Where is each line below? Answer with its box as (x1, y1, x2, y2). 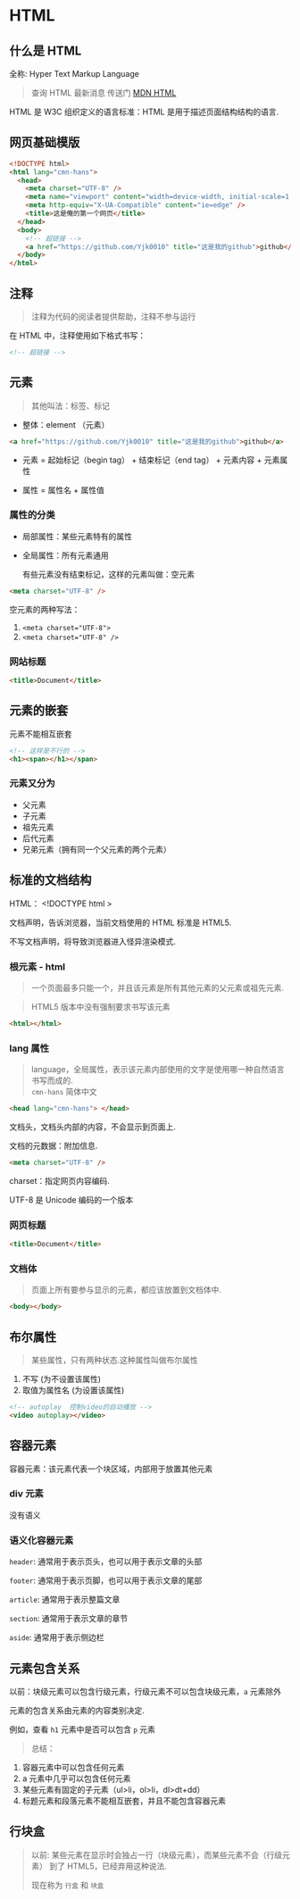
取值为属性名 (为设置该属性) (21, 1385, 125, 1395)
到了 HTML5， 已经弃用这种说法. (48, 1861, 168, 1871)
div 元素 (9, 1487, 45, 1500)
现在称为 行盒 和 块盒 (30, 1879, 104, 1890)
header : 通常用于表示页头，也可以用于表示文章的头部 (9, 1556, 203, 1567)
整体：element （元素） (21, 419, 110, 429)
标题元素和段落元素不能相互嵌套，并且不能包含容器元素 (21, 1795, 226, 1806)
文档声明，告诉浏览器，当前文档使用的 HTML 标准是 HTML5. (9, 917, 232, 928)
